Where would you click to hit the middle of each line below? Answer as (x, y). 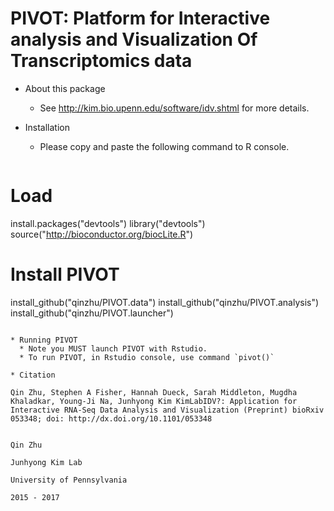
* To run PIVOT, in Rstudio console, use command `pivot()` (147, 357)
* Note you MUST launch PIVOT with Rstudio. (113, 348)
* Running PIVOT (44, 340)
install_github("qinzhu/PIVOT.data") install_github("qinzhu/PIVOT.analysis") (165, 302)
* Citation (33, 375)
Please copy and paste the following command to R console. (164, 146)
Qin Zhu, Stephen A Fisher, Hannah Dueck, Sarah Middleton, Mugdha (154, 392)
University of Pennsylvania (69, 480)
